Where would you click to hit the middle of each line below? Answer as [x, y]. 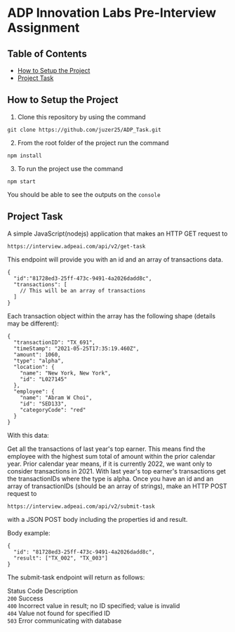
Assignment [43, 28]
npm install [25, 156]
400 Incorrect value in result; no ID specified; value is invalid [94, 605]
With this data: [28, 435]
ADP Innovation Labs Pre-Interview [112, 13]
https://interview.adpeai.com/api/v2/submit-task [81, 506]
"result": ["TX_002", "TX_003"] [61, 558]
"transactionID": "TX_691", [55, 342]
